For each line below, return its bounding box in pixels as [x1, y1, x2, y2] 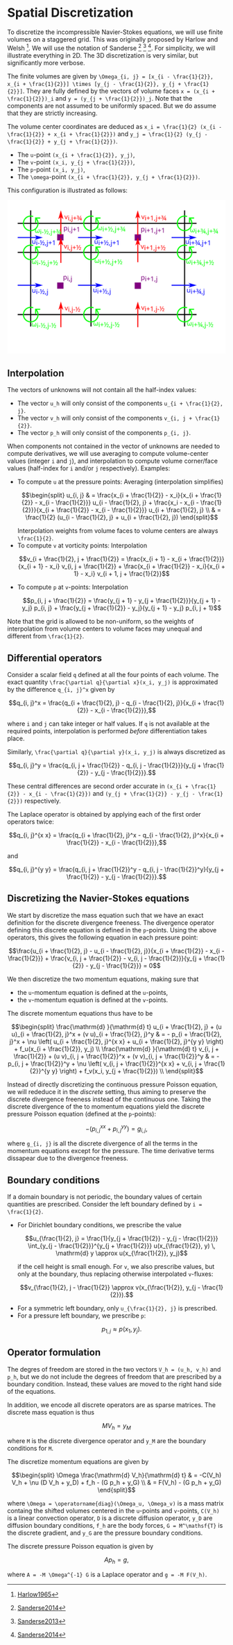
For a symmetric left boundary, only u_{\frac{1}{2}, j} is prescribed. [17, 1304, 218, 1313]
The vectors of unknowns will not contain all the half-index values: [7, 386, 197, 394]
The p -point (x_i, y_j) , [17, 165, 85, 173]
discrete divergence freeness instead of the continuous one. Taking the [7, 1095, 212, 1103]
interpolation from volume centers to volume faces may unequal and [7, 624, 202, 633]
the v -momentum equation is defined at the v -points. [17, 996, 169, 1004]
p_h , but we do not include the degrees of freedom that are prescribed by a [7, 1372, 222, 1381]
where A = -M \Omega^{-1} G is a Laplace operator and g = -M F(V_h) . [7, 1570, 207, 1579]
